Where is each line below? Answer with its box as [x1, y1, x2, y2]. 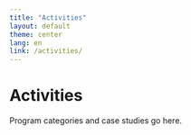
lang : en [9, 38, 43, 48]
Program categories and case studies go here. [9, 115, 183, 126]
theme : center [9, 30, 63, 39]
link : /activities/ [9, 47, 83, 56]
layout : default [9, 22, 71, 31]
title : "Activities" [9, 13, 88, 22]
